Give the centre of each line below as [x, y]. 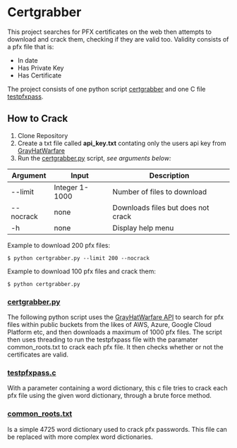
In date [28, 60]
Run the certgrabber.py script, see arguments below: [94, 158]
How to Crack [38, 119]
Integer [66, 187]
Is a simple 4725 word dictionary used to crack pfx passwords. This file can [117, 429]
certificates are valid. [38, 355]
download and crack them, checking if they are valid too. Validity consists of [118, 39]
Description [169, 175]
